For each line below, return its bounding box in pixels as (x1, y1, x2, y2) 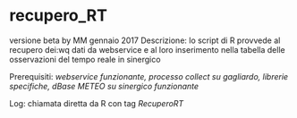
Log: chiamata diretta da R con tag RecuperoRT (9, 97, 184, 108)
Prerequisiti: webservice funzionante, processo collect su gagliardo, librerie (9, 71, 289, 81)
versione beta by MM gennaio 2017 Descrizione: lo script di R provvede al (9, 35, 281, 46)
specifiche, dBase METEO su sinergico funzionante (9, 80, 199, 91)
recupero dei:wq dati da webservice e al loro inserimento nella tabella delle (9, 44, 285, 55)
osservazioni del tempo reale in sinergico (9, 54, 161, 64)
